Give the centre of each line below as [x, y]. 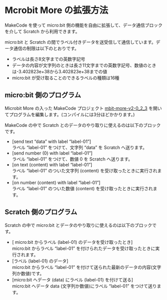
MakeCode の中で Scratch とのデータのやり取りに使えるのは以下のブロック [83, 125]
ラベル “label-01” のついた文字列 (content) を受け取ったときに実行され [85, 171]
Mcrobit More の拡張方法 [56, 10]
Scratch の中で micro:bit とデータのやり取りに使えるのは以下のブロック [78, 225]
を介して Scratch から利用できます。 [42, 31]
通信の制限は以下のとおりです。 [46, 48]
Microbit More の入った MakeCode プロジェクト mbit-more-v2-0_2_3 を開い [83, 108]
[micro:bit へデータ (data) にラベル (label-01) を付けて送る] [72, 279]
